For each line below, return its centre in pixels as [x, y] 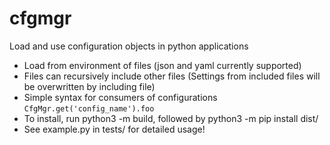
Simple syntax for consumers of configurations [120, 97]
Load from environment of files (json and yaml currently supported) [162, 65]
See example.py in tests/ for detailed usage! [114, 129]
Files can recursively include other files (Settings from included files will [172, 76]
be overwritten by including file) [89, 86]
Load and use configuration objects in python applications [129, 46]
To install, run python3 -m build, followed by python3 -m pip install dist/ [171, 118]
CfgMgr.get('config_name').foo [89, 108]
